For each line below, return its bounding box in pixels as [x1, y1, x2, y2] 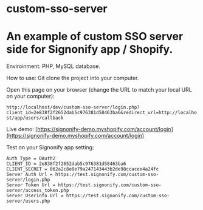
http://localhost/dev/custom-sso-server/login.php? [6, 104, 140, 110]
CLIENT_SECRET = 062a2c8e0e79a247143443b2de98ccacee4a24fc [6, 166, 159, 172]
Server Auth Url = [6, 172, 53, 178]
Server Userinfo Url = [6, 193, 64, 199]
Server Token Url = [6, 182, 56, 188]
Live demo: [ [6, 126, 38, 133]
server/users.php [6, 198, 50, 205]
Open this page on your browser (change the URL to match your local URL [6, 86, 193, 93]
